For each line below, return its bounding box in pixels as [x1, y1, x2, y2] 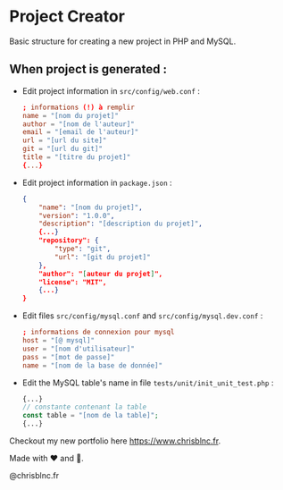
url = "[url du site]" [21, 136, 107, 145]
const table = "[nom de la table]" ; [21, 411, 159, 420]
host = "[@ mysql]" [21, 336, 96, 345]
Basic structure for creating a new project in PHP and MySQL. [9, 36, 237, 46]
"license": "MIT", [38, 277, 107, 287]
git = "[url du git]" [21, 145, 104, 154]
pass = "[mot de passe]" [21, 352, 115, 361]
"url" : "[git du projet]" [54, 252, 151, 261]
